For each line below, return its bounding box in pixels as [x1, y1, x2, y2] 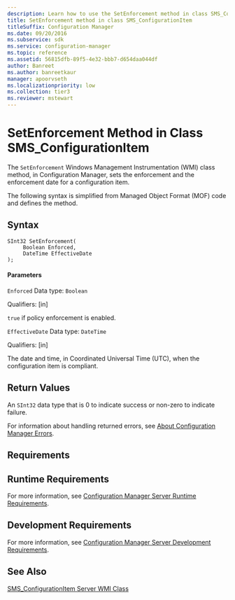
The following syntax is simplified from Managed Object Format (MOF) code [7, 191, 227, 200]
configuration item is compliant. [7, 361, 99, 370]
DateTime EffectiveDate [22, 250, 92, 257]
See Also [7, 566, 47, 578]
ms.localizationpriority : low [7, 82, 96, 89]
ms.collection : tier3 [7, 88, 71, 95]
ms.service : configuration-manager [7, 43, 111, 50]
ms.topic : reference [7, 50, 68, 57]
